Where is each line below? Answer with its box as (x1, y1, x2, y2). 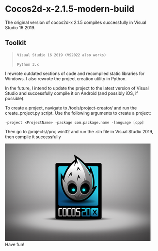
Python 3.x (16, 62, 39, 67)
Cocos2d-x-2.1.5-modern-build (5, 3, 135, 15)
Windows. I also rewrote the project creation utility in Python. (5, 75, 127, 81)
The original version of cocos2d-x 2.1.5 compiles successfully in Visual (5, 19, 146, 25)
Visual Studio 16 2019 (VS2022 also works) (16, 53, 107, 57)
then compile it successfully (5, 134, 62, 140)
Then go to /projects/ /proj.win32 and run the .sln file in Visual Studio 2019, (5, 128, 154, 134)
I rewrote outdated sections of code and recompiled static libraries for (5, 71, 145, 76)
